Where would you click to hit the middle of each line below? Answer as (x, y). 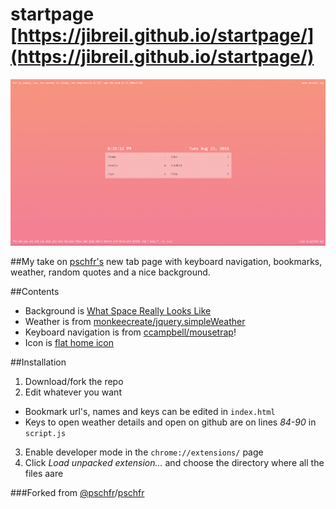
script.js (45, 433)
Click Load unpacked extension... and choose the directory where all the (174, 462)
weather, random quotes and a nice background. (110, 272)
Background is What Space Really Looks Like (118, 310)
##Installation (38, 362)
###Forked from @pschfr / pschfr (77, 492)
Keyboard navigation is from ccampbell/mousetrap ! (130, 332)
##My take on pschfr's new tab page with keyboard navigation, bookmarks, (166, 261)
